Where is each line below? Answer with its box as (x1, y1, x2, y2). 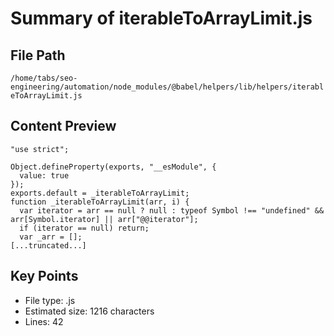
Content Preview (10, 118, 117, 135)
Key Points (10, 268, 79, 285)
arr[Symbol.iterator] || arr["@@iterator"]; (10, 214, 199, 224)
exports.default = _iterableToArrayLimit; (10, 188, 190, 198)
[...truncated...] (10, 240, 87, 251)
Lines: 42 (24, 315, 64, 327)
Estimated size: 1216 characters (24, 305, 155, 317)
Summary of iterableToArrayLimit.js (10, 7, 313, 30)
